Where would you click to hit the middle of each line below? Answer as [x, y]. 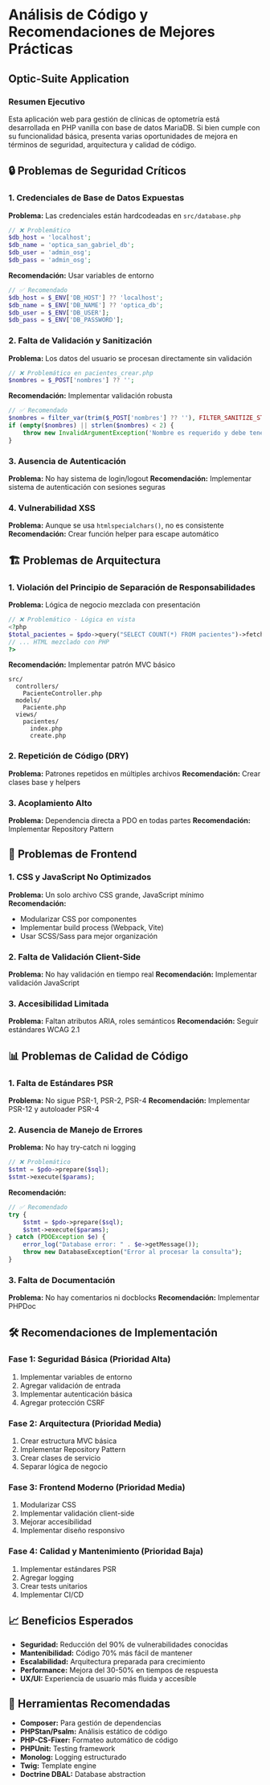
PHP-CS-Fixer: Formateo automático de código [99, 1740]
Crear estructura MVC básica [68, 1441]
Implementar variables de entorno [76, 1376]
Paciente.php [45, 708]
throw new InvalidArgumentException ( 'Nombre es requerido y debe [135, 433]
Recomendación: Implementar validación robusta [90, 396]
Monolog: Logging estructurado [73, 1757]
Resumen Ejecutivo [47, 101]
